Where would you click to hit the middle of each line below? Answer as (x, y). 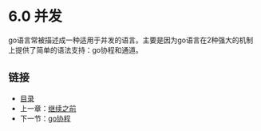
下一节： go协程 (45, 118)
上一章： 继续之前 (48, 108)
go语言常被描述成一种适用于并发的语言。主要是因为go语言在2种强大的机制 (131, 40)
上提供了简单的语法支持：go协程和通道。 (75, 50)
